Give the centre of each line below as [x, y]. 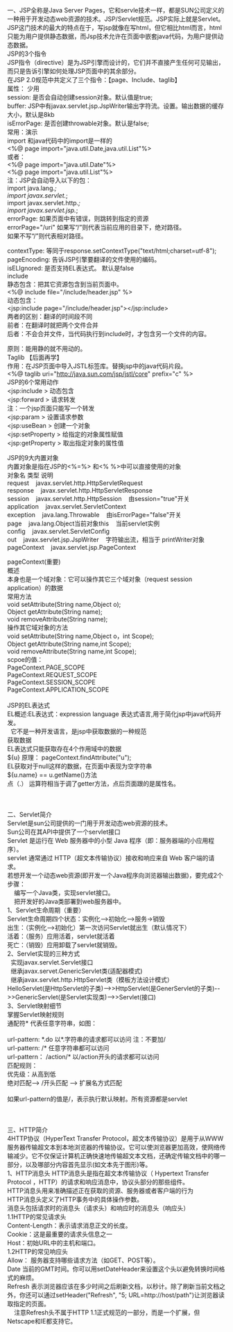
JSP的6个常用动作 [33, 382]
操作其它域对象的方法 [37, 627]
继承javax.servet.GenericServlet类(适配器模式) [76, 971]
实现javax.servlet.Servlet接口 [52, 962]
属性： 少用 [23, 88]
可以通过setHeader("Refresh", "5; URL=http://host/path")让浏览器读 [128, 1295]
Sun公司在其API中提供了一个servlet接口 [64, 832]
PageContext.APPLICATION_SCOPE [58, 690]
